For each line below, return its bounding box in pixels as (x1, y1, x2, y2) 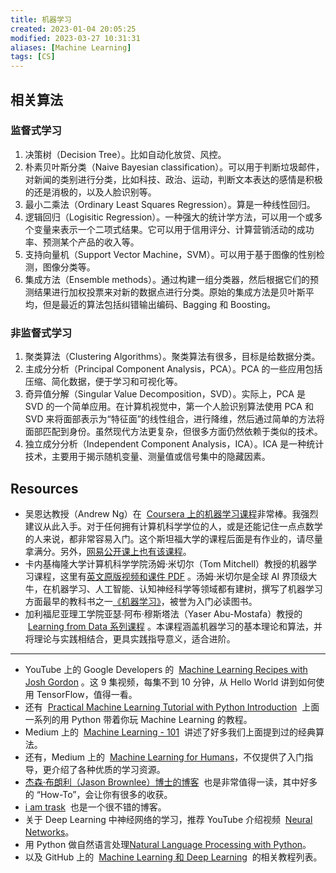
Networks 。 (24, 826, 75, 838)
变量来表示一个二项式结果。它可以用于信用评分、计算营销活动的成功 (33, 223, 315, 235)
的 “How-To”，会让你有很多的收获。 (24, 788, 173, 800)
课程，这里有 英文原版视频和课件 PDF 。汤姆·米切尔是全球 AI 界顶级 (33, 570, 309, 582)
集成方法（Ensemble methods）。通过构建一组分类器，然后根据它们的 (24, 273, 311, 285)
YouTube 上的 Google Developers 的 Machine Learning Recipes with (24, 663, 308, 675)
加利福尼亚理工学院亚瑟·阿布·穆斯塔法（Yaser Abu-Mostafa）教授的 (24, 607, 303, 620)
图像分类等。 (42, 261, 96, 273)
